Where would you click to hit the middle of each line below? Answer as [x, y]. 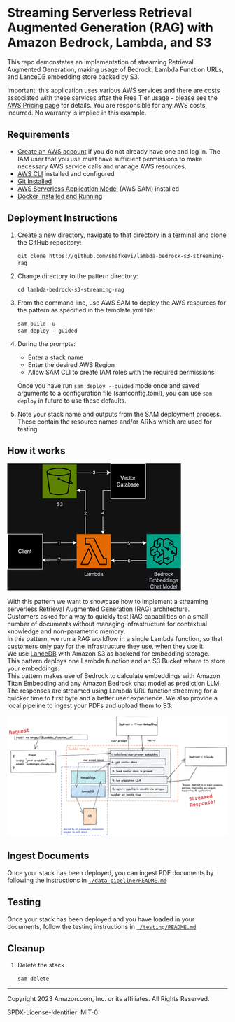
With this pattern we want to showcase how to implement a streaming [108, 602]
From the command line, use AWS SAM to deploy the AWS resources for [121, 303]
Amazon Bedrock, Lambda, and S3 [109, 43]
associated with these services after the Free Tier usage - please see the [113, 98]
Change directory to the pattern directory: [78, 276]
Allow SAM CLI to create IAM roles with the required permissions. [122, 372]
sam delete [33, 979]
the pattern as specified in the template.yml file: [86, 310]
